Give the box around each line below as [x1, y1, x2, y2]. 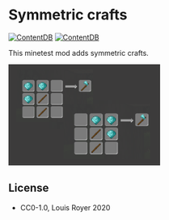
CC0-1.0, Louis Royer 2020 [19, 202, 111, 212]
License [8, 181, 49, 195]
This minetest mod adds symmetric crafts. [8, 48, 150, 57]
